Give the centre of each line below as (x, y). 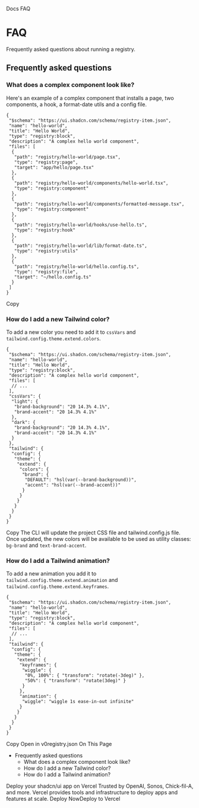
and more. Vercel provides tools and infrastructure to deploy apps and (92, 792)
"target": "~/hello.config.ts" (53, 277)
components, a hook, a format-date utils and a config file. (77, 104)
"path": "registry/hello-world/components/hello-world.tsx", (91, 183)
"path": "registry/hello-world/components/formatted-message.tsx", (99, 204)
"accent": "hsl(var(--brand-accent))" (72, 485)
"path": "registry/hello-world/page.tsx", (67, 157)
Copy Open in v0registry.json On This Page (59, 744)
